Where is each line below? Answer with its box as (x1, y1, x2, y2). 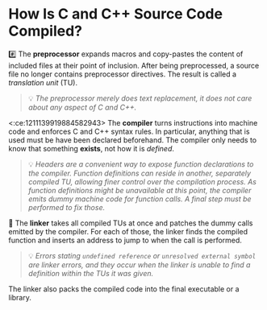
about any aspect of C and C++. (27, 102, 137, 112)
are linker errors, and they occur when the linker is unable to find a (27, 259, 251, 270)
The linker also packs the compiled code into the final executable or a (8, 283, 240, 294)
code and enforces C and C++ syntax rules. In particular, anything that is (8, 126, 250, 136)
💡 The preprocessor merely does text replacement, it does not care (27, 93, 252, 103)
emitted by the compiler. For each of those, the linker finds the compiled (8, 226, 248, 236)
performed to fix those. (27, 202, 106, 212)
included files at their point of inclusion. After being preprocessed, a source (8, 60, 260, 70)
